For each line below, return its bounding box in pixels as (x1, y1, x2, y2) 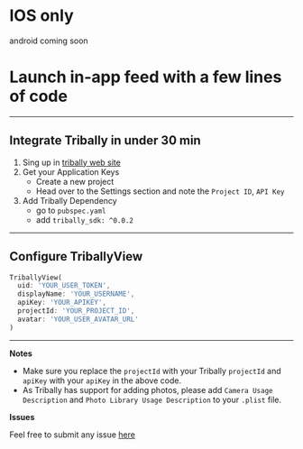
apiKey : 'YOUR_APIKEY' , (17, 298, 106, 307)
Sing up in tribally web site (22, 157, 122, 168)
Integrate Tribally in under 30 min (9, 133, 201, 149)
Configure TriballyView (9, 249, 143, 264)
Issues (9, 411, 35, 422)
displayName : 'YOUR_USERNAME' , (17, 289, 135, 298)
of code (9, 87, 68, 106)
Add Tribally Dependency (22, 195, 117, 206)
